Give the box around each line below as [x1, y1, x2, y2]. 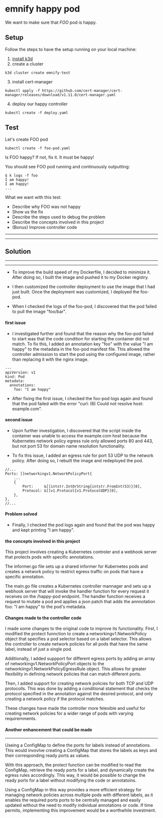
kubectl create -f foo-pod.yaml [5, 145, 70, 151]
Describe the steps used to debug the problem [12, 214, 106, 220]
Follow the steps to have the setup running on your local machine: [5, 46, 137, 52]
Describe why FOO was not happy [12, 204, 81, 209]
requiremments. [5, 716, 37, 722]
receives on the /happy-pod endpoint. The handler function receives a [5, 593, 146, 599]
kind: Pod [5, 374, 25, 379]
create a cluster [12, 61, 44, 66]
